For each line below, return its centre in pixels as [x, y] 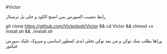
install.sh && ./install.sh [29, 31]
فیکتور [11, 46]
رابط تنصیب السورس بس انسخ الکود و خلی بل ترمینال [56, 16]
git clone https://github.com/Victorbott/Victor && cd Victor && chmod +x [80, 26]
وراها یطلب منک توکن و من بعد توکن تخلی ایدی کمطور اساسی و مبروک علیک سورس [84, 41]
